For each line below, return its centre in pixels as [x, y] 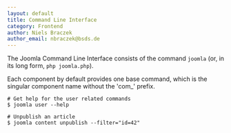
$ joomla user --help [38, 105]
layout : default [30, 13]
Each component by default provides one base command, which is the [107, 79]
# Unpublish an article [41, 117]
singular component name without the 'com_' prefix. [81, 86]
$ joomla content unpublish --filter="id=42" [73, 123]
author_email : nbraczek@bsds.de [53, 39]
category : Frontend [35, 26]
